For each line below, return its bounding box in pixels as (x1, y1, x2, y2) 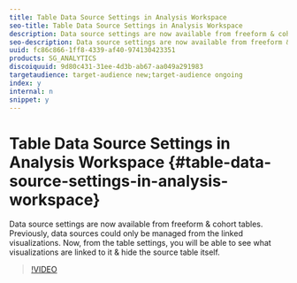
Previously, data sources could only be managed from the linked (9, 228, 243, 239)
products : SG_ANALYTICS (9, 54, 97, 63)
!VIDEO (30, 264, 57, 275)
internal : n (9, 87, 53, 96)
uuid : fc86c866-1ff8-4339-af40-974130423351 (9, 46, 176, 55)
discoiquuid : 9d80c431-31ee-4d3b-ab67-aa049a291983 (9, 63, 203, 72)
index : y (9, 79, 42, 88)
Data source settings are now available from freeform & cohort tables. (9, 218, 263, 230)
